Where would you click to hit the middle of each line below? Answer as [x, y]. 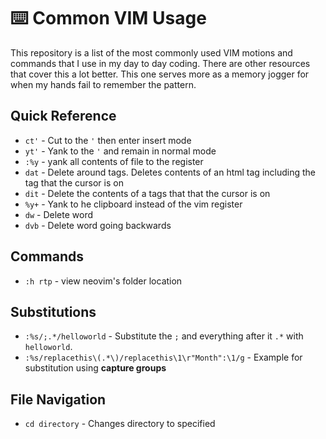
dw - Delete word [59, 214]
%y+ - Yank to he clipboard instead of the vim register [133, 204]
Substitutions [53, 311]
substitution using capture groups [95, 368]
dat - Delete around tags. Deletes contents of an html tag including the [170, 172]
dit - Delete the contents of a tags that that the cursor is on [147, 193]
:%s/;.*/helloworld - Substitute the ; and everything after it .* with [164, 336]
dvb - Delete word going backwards [98, 225]
